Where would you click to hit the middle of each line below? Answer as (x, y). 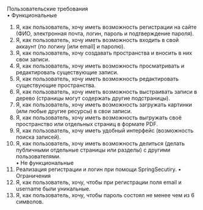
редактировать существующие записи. (67, 72)
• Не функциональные (45, 163)
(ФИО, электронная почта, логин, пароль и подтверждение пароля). (105, 33)
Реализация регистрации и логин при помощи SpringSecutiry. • (98, 169)
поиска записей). (38, 137)
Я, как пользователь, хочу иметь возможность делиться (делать (100, 143)
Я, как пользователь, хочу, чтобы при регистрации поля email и (98, 182)
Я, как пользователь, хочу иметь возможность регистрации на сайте (106, 27)
